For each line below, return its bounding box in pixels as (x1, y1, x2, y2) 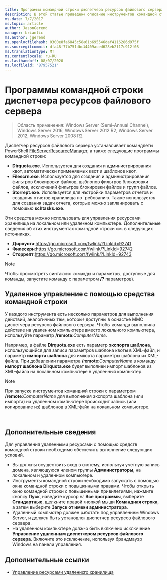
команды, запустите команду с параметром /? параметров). (5, 276, 135, 282)
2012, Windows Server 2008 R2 (17, 133, 83, 139)
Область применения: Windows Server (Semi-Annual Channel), (17, 122, 150, 128)
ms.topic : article (5, 21, 43, 26)
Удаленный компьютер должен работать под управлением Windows (12, 509, 159, 515)
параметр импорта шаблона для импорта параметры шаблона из (5, 352, 147, 358)
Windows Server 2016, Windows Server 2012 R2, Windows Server (17, 128, 153, 134)
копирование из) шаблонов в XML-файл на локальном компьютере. (5, 404, 150, 410)
